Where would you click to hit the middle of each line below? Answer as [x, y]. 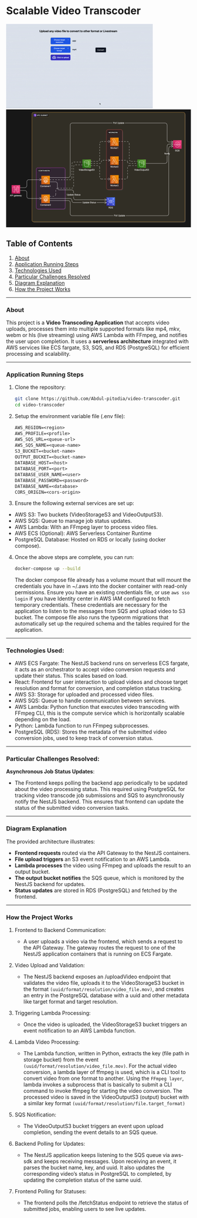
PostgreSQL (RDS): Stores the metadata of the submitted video [91, 732]
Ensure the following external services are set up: [74, 503]
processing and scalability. [38, 354]
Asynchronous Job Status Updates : [50, 772]
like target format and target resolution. [71, 1002]
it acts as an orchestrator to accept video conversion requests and [95, 669]
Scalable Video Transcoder [74, 11]
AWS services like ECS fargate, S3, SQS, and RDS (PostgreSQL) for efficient [98, 347]
